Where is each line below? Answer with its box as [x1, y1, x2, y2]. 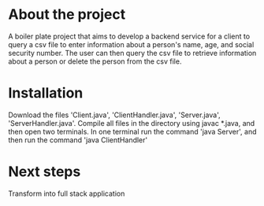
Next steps [8, 163, 81, 181]
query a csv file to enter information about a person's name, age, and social [8, 39, 255, 49]
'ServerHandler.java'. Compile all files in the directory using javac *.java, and [8, 118, 255, 127]
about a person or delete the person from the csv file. [8, 57, 182, 66]
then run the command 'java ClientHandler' [8, 135, 148, 145]
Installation [8, 84, 84, 102]
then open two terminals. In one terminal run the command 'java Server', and [8, 127, 257, 136]
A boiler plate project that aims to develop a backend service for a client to [8, 31, 251, 41]
